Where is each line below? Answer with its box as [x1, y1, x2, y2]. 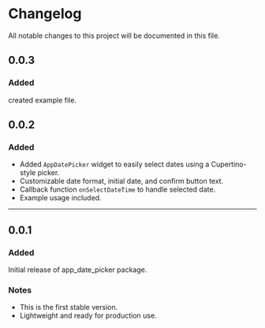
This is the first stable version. [19, 303, 118, 312]
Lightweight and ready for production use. [19, 311, 157, 320]
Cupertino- [211, 159, 247, 170]
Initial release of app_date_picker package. [8, 265, 147, 274]
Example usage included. [19, 193, 102, 203]
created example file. [8, 95, 77, 105]
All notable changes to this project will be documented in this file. [8, 31, 221, 40]
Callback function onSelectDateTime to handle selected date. [19, 184, 216, 194]
